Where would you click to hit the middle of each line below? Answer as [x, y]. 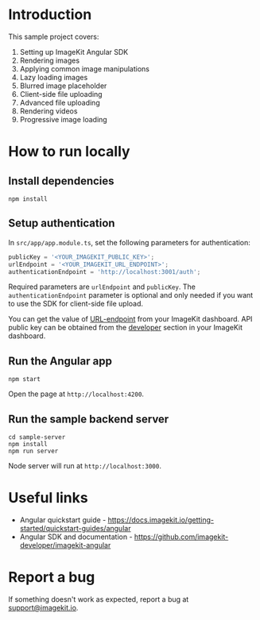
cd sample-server [37, 437]
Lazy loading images [54, 77]
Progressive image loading [63, 119]
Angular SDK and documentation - [76, 537]
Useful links [49, 498]
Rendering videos [49, 111]
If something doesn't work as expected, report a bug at [99, 599]
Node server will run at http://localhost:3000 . [85, 466]
